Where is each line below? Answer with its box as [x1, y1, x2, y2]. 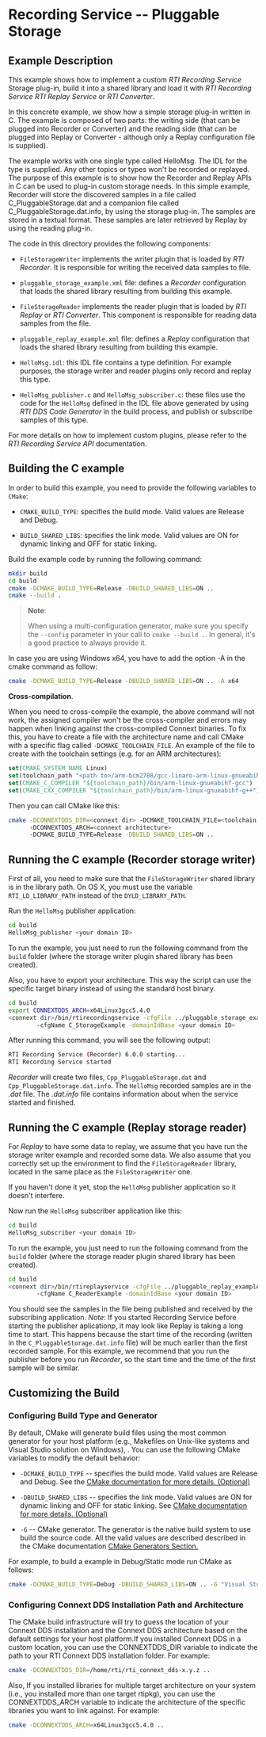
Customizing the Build [8, 1386, 120, 1399]
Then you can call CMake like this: [8, 800, 120, 810]
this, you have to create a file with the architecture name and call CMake [8, 732, 244, 742]
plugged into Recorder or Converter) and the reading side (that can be [8, 124, 237, 133]
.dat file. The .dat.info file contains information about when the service [8, 1090, 239, 1099]
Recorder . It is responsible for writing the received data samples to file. [19, 263, 252, 272]
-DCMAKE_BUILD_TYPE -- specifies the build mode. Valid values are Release [19, 1468, 258, 1478]
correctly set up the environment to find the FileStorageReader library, [8, 1159, 237, 1168]
